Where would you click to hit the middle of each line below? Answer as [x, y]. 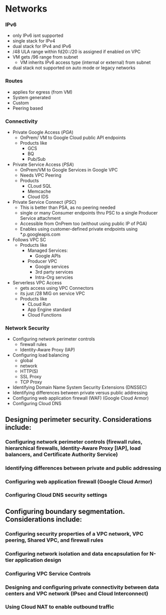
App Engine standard [49, 310]
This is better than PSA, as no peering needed [68, 207]
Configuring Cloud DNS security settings [56, 495]
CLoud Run [39, 304]
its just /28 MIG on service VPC [53, 293]
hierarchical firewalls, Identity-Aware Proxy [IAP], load [73, 448]
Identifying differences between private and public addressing [83, 468]
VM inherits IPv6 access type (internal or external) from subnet [85, 62]
